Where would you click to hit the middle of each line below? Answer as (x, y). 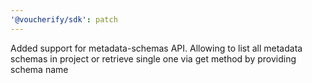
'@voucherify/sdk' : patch (64, 19)
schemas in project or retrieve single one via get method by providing (153, 58)
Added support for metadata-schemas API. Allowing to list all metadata (156, 48)
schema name (39, 69)
